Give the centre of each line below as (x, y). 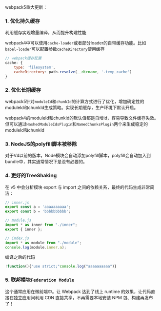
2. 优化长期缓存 (23, 90)
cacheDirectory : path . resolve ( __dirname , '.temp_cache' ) (73, 72)
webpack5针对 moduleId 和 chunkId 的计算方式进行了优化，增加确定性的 (75, 101)
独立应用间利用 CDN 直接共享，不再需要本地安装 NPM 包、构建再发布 (83, 297)
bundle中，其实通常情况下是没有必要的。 (46, 162)
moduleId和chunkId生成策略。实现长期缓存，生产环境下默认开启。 (72, 107)
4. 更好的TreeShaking (31, 176)
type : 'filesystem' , (35, 67)
